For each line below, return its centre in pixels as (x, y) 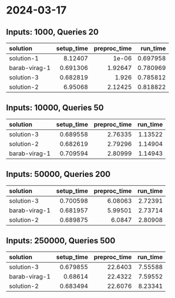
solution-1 (24, 58)
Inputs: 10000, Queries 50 (55, 108)
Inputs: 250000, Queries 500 (61, 241)
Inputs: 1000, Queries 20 (52, 32)
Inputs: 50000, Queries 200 (58, 174)
